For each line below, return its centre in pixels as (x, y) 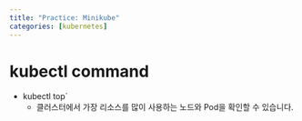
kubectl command (80, 71)
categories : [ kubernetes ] (58, 26)
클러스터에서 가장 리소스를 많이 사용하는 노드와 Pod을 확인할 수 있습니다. (165, 107)
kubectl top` (45, 96)
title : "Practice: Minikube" (65, 18)
